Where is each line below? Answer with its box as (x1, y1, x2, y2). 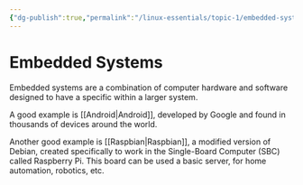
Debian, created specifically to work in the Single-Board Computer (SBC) (9, 145, 280, 156)
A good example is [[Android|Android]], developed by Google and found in (9, 109, 286, 120)
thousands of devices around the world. (9, 118, 158, 129)
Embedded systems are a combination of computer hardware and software (9, 82, 289, 93)
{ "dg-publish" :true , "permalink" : (9, 13, 135, 23)
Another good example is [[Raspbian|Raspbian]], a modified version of (9, 136, 271, 147)
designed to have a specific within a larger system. (9, 91, 198, 102)
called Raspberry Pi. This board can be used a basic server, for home (9, 155, 267, 166)
